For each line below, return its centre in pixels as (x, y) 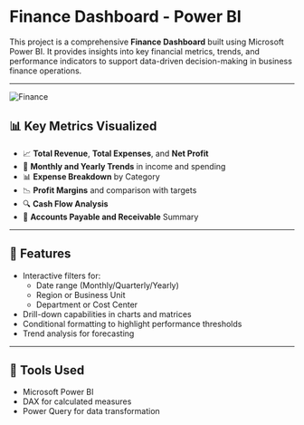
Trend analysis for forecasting (78, 333)
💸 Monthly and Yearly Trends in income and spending (124, 166)
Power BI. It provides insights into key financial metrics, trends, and (134, 51)
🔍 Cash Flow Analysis (65, 203)
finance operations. (46, 71)
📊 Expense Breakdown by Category (91, 176)
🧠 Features (40, 254)
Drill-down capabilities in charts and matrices (107, 314)
